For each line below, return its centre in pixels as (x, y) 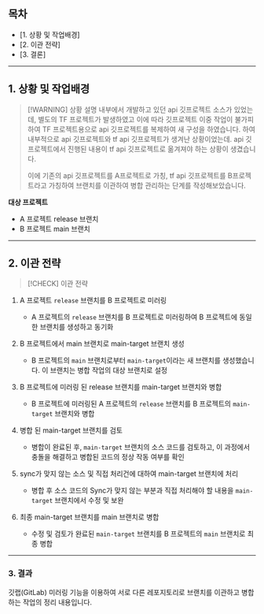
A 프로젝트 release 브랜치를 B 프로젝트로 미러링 (93, 300)
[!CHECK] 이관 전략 (58, 284)
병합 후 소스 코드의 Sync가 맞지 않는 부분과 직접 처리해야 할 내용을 (132, 490)
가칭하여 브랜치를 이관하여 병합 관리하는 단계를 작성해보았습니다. (147, 185)
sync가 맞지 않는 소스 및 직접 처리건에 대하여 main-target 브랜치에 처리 (129, 474)
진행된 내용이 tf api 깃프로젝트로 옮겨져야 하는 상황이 (148, 149)
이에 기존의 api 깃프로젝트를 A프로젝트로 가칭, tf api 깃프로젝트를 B (130, 175)
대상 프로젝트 (28, 202)
